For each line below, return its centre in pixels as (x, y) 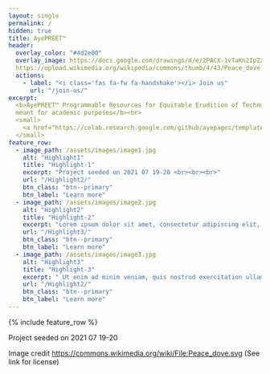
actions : (30, 75)
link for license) (34, 361)
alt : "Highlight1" (53, 157)
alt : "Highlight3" (53, 262)
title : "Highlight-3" (59, 270)
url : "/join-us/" (59, 90)
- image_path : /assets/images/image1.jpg (86, 150)
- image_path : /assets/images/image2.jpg (86, 202)
